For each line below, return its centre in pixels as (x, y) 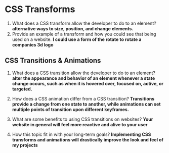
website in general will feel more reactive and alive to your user (80, 124)
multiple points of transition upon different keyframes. (71, 109)
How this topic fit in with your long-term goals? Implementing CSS (81, 134)
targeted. (22, 89)
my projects (25, 145)
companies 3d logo (33, 44)
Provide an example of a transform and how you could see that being (84, 34)
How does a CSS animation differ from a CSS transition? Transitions (83, 98)
